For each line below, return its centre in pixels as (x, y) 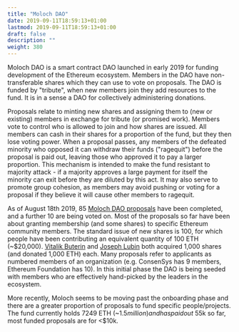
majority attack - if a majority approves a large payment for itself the (108, 172)
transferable (25, 82)
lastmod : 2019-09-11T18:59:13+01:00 (62, 27)
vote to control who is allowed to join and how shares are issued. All (107, 126)
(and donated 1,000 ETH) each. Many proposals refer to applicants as (110, 254)
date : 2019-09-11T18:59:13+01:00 (57, 21)
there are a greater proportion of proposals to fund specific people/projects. (119, 306)
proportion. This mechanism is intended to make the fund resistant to (109, 164)
